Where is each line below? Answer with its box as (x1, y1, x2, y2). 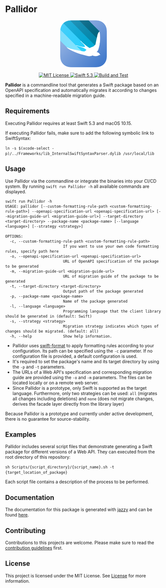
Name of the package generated (63, 299, 128, 304)
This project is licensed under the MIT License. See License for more (5, 573, 146, 579)
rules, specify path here (5, 249, 59, 254)
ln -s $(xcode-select (5, 146, 50, 151)
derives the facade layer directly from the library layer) (12, 401, 124, 407)
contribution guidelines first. (5, 545, 63, 551)
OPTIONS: (5, 234, 23, 239)
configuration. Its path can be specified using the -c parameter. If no (12, 348, 153, 354)
